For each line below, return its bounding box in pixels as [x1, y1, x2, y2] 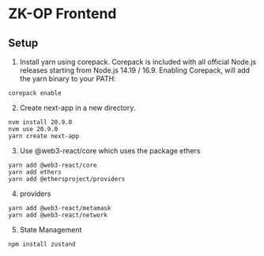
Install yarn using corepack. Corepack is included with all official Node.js [19, 57, 257, 66]
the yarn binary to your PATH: [19, 74, 116, 83]
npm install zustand [8, 240, 77, 248]
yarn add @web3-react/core [8, 161, 97, 169]
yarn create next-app [8, 132, 80, 140]
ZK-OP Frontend [8, 5, 117, 23]
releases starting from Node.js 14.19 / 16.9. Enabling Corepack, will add [19, 66, 251, 75]
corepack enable [8, 89, 62, 97]
